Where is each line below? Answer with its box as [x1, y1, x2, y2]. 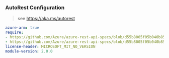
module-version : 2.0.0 [5, 48, 53, 54]
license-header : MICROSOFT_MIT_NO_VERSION [5, 44, 96, 49]
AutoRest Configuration [5, 4, 65, 11]
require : [5, 30, 24, 35]
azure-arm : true [5, 25, 39, 30]
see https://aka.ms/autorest [17, 16, 75, 22]
